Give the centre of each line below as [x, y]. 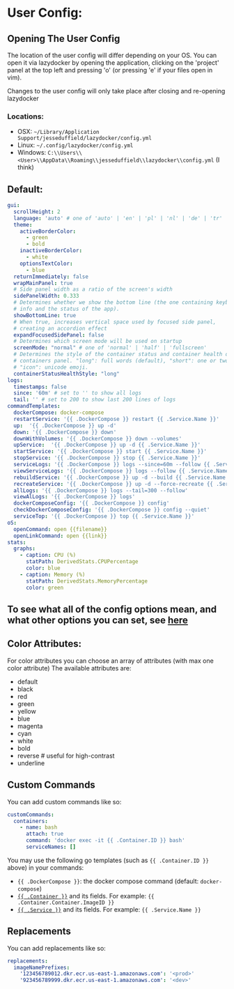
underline [31, 763]
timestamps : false [40, 387]
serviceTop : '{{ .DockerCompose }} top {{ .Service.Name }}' [104, 516]
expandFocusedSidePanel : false [59, 335]
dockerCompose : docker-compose [59, 413]
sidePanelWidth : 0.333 [46, 296]
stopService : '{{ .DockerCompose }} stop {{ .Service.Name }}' [107, 458]
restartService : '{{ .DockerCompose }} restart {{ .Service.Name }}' [116, 419]
